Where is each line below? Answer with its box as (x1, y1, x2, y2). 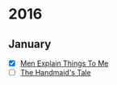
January (8, 37, 52, 51)
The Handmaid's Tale (19, 68, 91, 78)
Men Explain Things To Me (19, 58, 109, 68)
